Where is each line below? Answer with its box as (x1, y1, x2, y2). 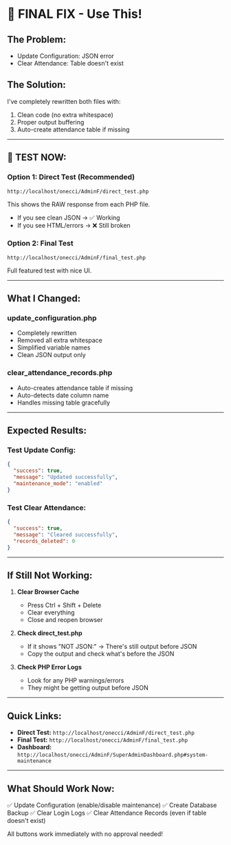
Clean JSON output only (16, 351, 86, 359)
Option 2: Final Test (7, 239, 74, 248)
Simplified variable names (16, 343, 91, 352)
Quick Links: (7, 710, 62, 722)
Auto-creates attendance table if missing (16, 383, 133, 392)
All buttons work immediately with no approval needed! (7, 829, 164, 838)
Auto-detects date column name (16, 391, 109, 399)
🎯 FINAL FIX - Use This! (7, 6, 142, 22)
